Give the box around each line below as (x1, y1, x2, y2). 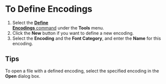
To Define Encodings (5, 3, 93, 15)
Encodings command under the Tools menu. (12, 25, 104, 30)
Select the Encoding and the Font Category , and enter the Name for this (12, 35, 161, 41)
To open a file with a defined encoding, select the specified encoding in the (5, 68, 160, 74)
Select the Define (12, 20, 49, 26)
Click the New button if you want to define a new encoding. (12, 30, 134, 36)
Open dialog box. (5, 73, 41, 79)
